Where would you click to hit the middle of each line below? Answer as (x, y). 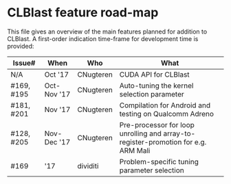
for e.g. (195, 142)
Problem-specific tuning (159, 161)
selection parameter (152, 94)
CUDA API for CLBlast (155, 75)
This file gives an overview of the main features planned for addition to (107, 31)
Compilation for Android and (165, 105)
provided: (21, 46)
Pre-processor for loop (157, 124)
